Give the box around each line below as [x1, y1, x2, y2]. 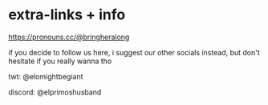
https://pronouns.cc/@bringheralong [8, 32, 130, 42]
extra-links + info [8, 6, 126, 24]
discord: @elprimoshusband [8, 87, 102, 97]
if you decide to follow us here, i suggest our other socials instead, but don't [8, 47, 261, 57]
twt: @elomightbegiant [8, 71, 83, 81]
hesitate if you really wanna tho [8, 56, 112, 66]
